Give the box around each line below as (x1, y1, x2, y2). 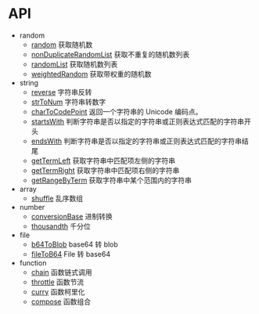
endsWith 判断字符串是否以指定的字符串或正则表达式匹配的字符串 (31, 136, 243, 146)
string (19, 78, 39, 87)
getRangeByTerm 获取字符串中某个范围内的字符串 (31, 175, 192, 185)
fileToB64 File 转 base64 (31, 249, 111, 258)
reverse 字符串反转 (31, 87, 92, 96)
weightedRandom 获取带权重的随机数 (31, 69, 152, 78)
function (19, 258, 47, 267)
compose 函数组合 (31, 297, 92, 306)
